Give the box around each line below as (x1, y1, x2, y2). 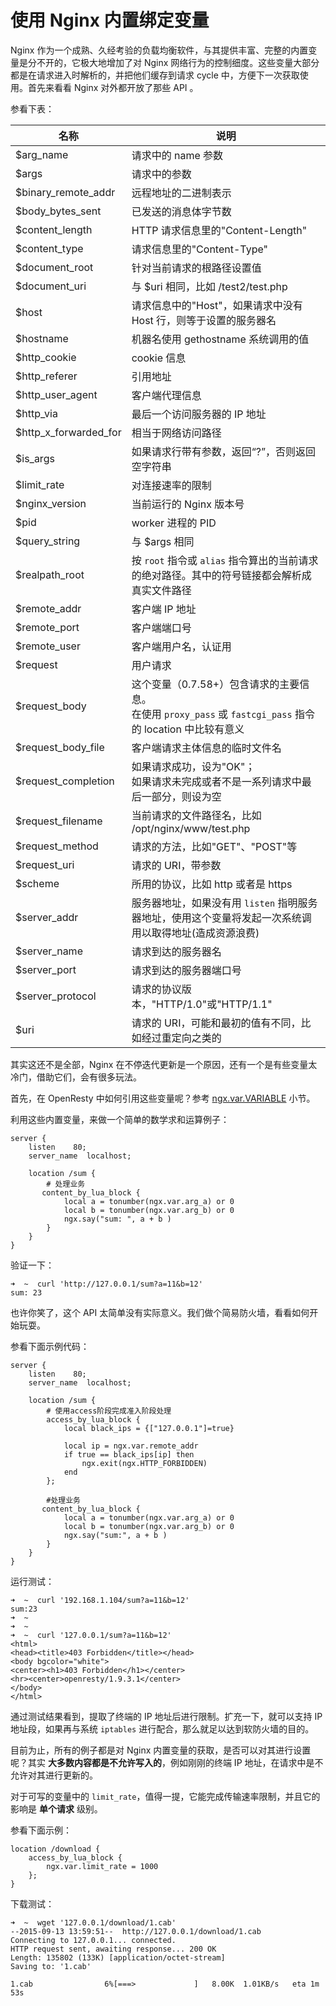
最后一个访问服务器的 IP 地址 (131, 407, 267, 421)
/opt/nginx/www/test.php (131, 821, 251, 835)
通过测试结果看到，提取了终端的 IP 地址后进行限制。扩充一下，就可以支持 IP (10, 1710, 323, 1722)
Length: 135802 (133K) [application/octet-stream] (10, 1952, 226, 1963)
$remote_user (15, 639, 81, 653)
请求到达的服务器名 (131, 944, 222, 958)
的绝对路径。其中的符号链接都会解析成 (131, 568, 312, 582)
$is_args (15, 451, 55, 465)
